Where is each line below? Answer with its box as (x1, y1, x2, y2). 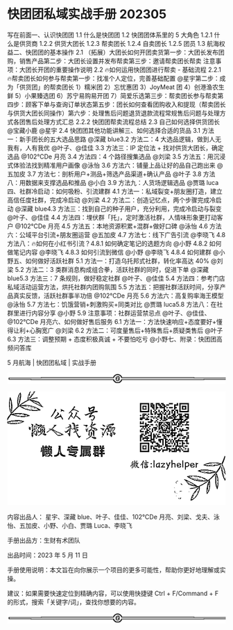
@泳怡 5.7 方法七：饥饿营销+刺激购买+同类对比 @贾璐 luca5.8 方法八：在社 (7, 300, 223, 308)
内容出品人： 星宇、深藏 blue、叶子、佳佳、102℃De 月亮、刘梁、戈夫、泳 (7, 512, 220, 521)
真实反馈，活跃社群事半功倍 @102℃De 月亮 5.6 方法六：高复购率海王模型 (12, 291, 224, 300)
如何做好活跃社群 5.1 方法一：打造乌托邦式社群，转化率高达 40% (25, 257, 209, 265)
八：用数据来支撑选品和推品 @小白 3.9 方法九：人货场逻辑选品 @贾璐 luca (7, 178, 219, 186)
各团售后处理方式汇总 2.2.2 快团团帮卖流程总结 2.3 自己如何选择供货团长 (12, 118, 221, 126)
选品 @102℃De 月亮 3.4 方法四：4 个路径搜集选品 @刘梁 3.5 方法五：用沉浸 (7, 152, 226, 161)
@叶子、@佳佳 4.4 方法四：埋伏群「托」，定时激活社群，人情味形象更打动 (7, 213, 217, 221)
